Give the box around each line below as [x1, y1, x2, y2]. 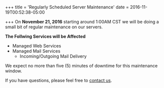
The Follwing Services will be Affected [5, 34, 86, 39]
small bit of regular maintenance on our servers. [5, 24, 103, 30]
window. [5, 68, 22, 74]
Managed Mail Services [12, 48, 61, 54]
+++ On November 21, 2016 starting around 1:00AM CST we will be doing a [5, 19, 159, 24]
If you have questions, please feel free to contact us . [5, 78, 112, 83]
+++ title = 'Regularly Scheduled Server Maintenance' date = [5, 4, 129, 10]
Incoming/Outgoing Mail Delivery [19, 53, 87, 59]
